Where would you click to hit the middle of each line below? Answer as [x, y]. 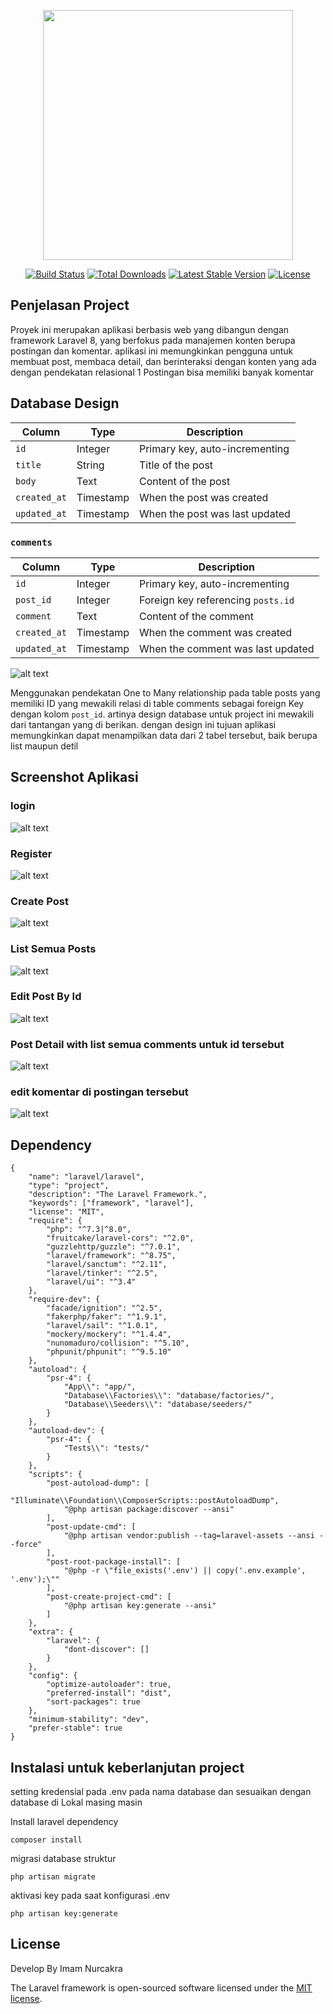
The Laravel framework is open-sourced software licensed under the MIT [161, 1987]
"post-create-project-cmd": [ [109, 1597]
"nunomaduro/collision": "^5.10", [118, 1343]
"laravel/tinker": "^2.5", [102, 1273]
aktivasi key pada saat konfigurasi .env [90, 1896]
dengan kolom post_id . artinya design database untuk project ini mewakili [162, 714]
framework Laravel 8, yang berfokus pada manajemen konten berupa [153, 340]
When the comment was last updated [226, 648]
